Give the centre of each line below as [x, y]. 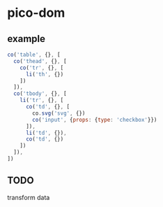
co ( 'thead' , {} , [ [40, 61]
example [26, 39]
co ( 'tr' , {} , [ [42, 68]
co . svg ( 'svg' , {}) [59, 113]
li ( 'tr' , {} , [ [42, 100]
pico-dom [36, 13]
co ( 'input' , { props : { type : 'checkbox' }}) [95, 120]
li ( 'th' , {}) [45, 74]
